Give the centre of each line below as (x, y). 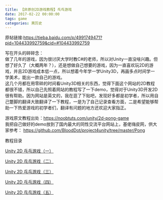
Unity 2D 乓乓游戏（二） (29, 162)
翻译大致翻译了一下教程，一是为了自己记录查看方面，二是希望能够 (88, 102)
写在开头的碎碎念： (24, 53)
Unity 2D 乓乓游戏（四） (29, 182)
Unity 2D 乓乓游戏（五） (29, 192)
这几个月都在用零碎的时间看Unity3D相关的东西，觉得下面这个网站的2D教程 (80, 84)
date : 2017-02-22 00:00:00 (32, 14)
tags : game (16, 18)
